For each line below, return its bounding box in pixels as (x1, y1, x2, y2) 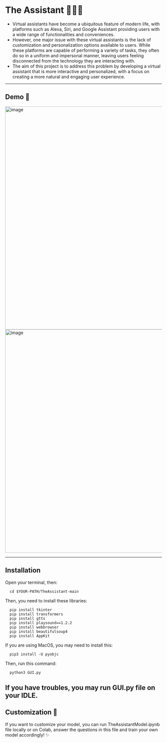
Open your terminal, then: (5, 579, 58, 585)
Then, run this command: (5, 660, 57, 666)
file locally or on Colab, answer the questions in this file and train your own (5, 727, 158, 733)
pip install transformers (9, 611, 64, 617)
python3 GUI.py (9, 670, 41, 675)
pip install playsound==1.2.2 (9, 620, 72, 625)
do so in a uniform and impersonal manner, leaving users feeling (12, 52, 144, 59)
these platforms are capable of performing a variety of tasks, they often (12, 47, 160, 53)
